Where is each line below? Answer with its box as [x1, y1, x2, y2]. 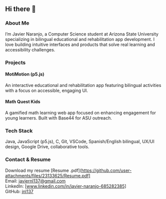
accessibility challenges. [5, 46, 55, 52]
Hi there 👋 [5, 5, 36, 13]
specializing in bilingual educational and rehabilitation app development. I [5, 36, 155, 42]
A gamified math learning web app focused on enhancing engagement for [5, 110, 156, 116]
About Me [5, 20, 30, 27]
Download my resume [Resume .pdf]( [5, 167, 82, 173]
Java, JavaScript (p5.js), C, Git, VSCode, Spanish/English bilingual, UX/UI [5, 139, 155, 145]
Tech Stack [5, 127, 33, 134]
